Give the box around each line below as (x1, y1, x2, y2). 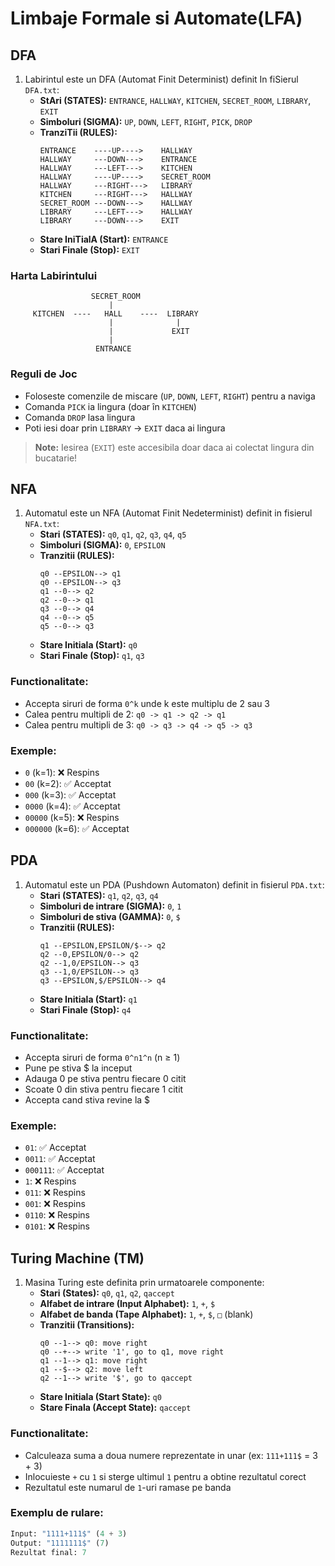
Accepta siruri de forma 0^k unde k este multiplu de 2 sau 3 (24, 697, 271, 709)
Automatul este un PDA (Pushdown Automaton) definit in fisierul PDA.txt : (24, 878, 325, 891)
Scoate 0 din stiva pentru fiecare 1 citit (24, 1083, 184, 1096)
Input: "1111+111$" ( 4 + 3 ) (10, 1528, 128, 1539)
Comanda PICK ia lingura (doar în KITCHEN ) (24, 400, 197, 412)
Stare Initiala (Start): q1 (39, 993, 138, 1005)
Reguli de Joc (10, 367, 78, 381)
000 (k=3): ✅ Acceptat (24, 789, 117, 801)
